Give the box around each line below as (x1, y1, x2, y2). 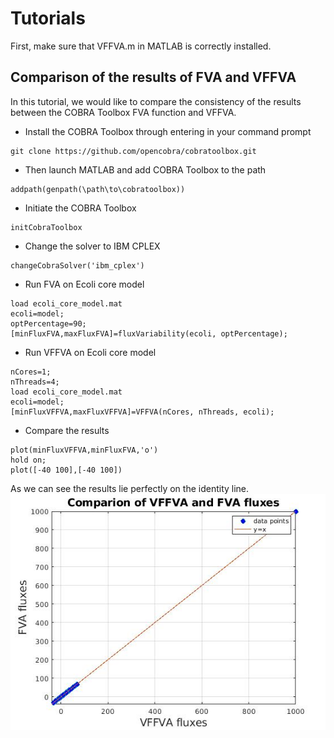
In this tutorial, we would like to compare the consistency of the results (10, 95, 302, 107)
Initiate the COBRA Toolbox (24, 202, 137, 214)
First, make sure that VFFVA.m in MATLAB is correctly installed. (10, 40, 272, 52)
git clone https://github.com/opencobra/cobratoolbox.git (10, 146, 257, 156)
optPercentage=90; (10, 318, 87, 329)
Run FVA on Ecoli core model (24, 278, 145, 290)
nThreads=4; (10, 377, 60, 387)
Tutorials (10, 7, 86, 30)
